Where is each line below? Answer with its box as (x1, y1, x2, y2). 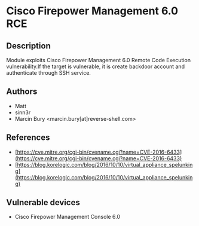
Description (6, 41, 51, 51)
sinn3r (14, 109, 31, 116)
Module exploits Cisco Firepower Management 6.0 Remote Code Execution (6, 57, 191, 63)
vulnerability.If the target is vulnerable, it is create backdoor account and (6, 63, 185, 70)
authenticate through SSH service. (6, 69, 91, 76)
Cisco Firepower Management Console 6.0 (14, 213, 121, 221)
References (6, 133, 50, 143)
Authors (6, 87, 38, 97)
